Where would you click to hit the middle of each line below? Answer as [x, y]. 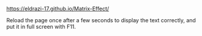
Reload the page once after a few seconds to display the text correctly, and [101, 20]
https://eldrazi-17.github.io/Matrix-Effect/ [58, 9]
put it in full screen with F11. [41, 27]
